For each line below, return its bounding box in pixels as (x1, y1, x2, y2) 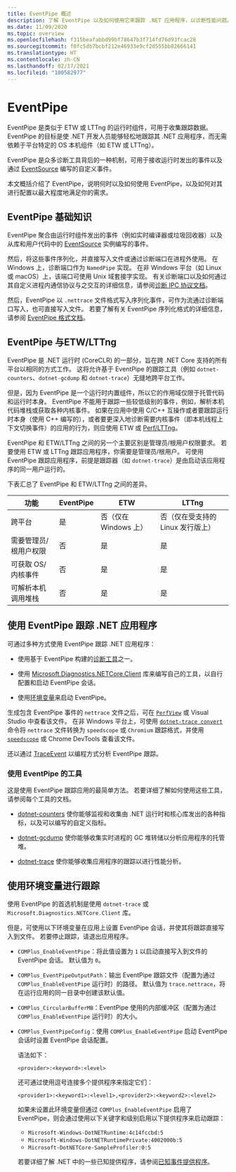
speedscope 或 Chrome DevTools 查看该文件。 (7, 734, 139, 743)
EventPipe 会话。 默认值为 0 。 (17, 956, 105, 964)
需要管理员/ (11, 535, 49, 545)
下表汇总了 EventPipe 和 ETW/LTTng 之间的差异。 (7, 480, 151, 488)
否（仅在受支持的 (160, 512, 217, 522)
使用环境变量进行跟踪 (7, 880, 100, 892)
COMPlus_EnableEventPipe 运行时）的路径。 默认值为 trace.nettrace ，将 (17, 979, 226, 988)
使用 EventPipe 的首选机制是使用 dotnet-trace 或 (7, 899, 149, 908)
